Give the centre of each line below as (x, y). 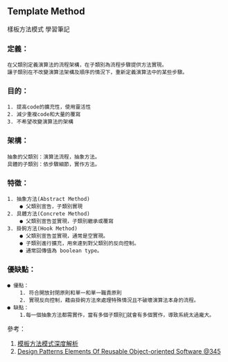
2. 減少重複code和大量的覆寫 (44, 115)
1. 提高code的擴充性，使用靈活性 (49, 107)
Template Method (46, 11)
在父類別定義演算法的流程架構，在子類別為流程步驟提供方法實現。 (87, 65)
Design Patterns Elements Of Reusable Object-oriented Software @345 (119, 352)
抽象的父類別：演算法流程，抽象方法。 (54, 157)
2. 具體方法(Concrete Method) (49, 214)
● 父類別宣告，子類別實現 (51, 206)
